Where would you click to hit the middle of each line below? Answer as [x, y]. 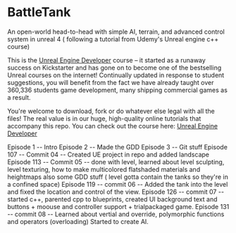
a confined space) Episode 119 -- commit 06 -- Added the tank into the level [118, 184]
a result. [19, 97]
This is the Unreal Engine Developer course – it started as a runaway [106, 60]
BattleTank [39, 12]
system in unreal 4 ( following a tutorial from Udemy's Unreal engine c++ [113, 39]
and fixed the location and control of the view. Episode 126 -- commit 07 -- [116, 192]
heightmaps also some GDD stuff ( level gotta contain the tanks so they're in [118, 177]
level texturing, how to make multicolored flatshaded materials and [104, 169]
